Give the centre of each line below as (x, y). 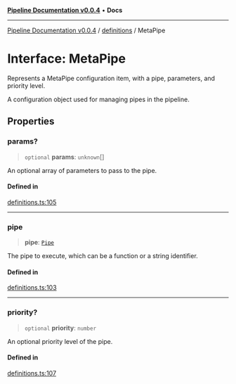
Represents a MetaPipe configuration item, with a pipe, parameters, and (111, 78)
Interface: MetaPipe (67, 59)
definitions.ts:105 (32, 202)
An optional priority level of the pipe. (60, 341)
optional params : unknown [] (64, 157)
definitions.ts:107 (32, 373)
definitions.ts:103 (32, 288)
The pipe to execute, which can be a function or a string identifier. (103, 256)
